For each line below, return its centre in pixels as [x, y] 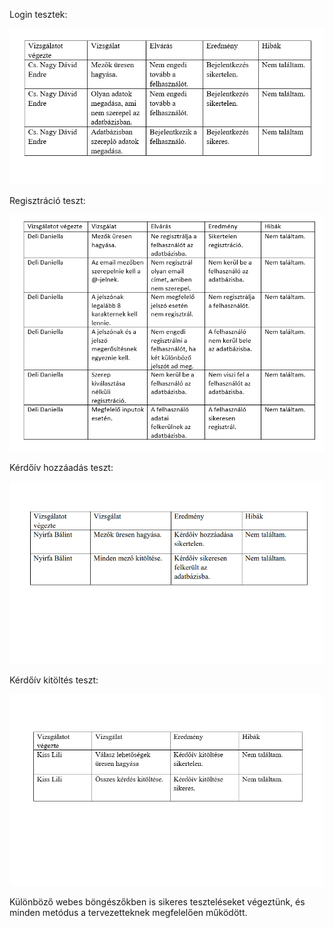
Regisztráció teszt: [47, 200]
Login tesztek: [38, 14]
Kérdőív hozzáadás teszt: [61, 467]
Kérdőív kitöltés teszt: [54, 680]
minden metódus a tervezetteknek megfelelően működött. [128, 912]
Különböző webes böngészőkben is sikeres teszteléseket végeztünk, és [157, 901]
